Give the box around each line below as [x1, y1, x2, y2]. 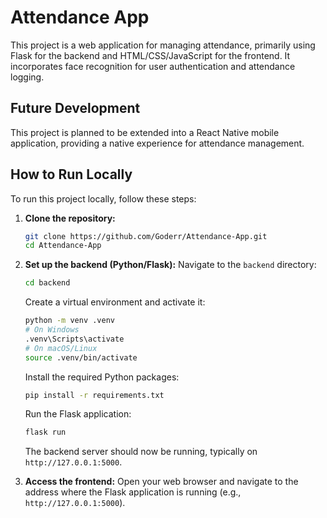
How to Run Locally [10, 166, 133, 183]
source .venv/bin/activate [24, 352, 138, 363]
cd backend [24, 278, 71, 288]
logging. [10, 71, 45, 83]
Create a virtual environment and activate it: [24, 296, 206, 308]
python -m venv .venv [24, 316, 115, 326]
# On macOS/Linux [24, 343, 98, 353]
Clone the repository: [24, 212, 116, 224]
